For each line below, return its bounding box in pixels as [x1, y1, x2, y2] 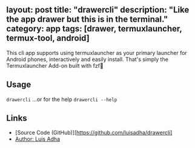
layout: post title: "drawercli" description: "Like [6, 5, 190, 15]
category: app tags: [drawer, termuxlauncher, [6, 24, 182, 34]
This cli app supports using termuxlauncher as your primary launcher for [6, 49, 188, 56]
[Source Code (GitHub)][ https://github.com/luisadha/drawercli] [15, 129, 173, 137]
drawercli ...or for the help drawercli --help [6, 95, 117, 103]
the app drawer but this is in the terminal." [6, 14, 168, 25]
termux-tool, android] [6, 33, 90, 43]
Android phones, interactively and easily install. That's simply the [6, 56, 168, 63]
